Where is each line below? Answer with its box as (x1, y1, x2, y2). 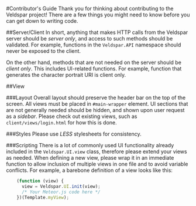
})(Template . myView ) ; (16, 194, 69, 200)
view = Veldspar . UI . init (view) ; (21, 183, 101, 190)
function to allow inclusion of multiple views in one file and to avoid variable (6, 161, 188, 167)
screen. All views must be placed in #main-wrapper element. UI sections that (6, 100, 188, 107)
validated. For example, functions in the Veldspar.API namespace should (6, 41, 181, 48)
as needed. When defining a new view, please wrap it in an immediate (6, 154, 174, 161)
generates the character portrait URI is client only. (6, 72, 126, 78)
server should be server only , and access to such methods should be (6, 35, 173, 42)
